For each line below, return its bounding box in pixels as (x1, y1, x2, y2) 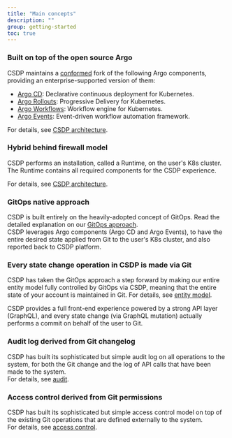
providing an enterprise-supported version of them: (7, 76, 156, 85)
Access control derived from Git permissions (7, 392, 163, 402)
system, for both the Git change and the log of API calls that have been (7, 360, 211, 368)
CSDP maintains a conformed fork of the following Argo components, (7, 68, 207, 77)
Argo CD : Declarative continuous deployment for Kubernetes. (17, 89, 194, 98)
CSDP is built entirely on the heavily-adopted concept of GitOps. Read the (7, 213, 220, 221)
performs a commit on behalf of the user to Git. (7, 319, 143, 328)
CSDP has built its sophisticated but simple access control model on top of (7, 408, 222, 416)
